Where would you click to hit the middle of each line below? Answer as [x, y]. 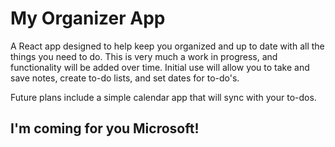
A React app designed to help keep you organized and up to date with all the [167, 46]
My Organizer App [88, 18]
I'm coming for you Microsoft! [105, 128]
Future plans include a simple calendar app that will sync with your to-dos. [163, 97]
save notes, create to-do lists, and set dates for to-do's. [125, 78]
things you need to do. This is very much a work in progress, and [144, 56]
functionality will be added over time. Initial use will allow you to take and [160, 67]
